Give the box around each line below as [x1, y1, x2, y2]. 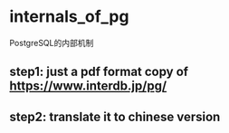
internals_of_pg [9, 6, 129, 27]
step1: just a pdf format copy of [9, 64, 188, 80]
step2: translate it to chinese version [9, 109, 221, 124]
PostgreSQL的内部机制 [9, 37, 94, 48]
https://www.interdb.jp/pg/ [9, 79, 167, 94]
